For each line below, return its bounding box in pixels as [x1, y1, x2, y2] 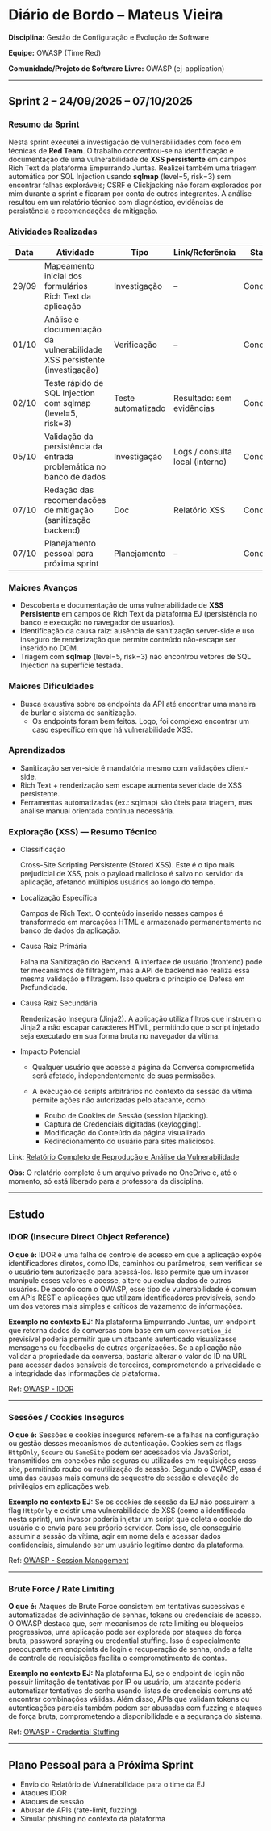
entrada [44, 450, 74, 462]
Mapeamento [44, 260, 95, 271]
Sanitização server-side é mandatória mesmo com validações [19, 763, 226, 772]
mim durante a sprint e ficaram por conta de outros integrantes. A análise [8, 188, 252, 199]
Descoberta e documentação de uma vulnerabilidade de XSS [19, 600, 224, 610]
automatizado [114, 402, 166, 413]
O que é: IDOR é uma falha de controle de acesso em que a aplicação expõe [8, 1249, 262, 1260]
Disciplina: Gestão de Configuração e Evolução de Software [8, 32, 210, 42]
